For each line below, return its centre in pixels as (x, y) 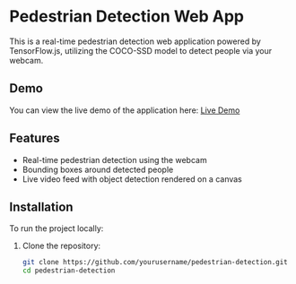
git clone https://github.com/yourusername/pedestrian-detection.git (155, 262)
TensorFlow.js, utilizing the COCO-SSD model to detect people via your (141, 50)
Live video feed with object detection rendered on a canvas (132, 179)
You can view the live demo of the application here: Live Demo (125, 110)
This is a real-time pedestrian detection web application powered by (135, 41)
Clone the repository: (61, 246)
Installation (41, 207)
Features (35, 138)
